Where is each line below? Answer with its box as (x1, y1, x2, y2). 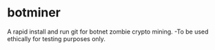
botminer (7, 5, 61, 21)
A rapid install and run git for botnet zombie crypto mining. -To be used (7, 27, 209, 36)
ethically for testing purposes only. (7, 34, 105, 42)
